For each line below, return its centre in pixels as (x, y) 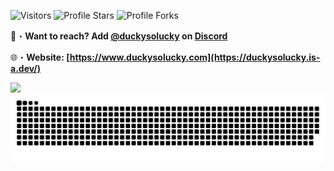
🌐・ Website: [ (40, 57)
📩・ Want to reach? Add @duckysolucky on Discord (119, 36)
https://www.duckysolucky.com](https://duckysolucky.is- (195, 57)
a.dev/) (26, 68)
